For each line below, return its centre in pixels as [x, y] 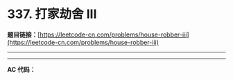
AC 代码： [21, 69]
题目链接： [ [24, 34]
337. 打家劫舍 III [52, 14]
